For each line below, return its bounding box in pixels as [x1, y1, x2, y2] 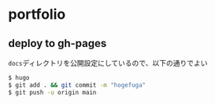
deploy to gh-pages [8, 37, 107, 50]
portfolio [8, 5, 66, 23]
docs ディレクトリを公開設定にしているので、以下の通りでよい [8, 59, 208, 67]
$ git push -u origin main [8, 88, 97, 96]
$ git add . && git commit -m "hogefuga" [8, 81, 146, 89]
